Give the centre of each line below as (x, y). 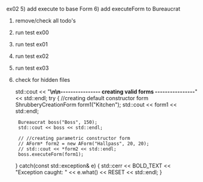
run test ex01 (31, 44)
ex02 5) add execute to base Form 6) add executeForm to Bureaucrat (93, 9)
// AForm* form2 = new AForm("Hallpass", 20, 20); (84, 144)
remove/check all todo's (45, 20)
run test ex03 (32, 68)
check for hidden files (42, 80)
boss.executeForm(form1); (51, 155)
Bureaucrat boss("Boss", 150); (58, 122)
